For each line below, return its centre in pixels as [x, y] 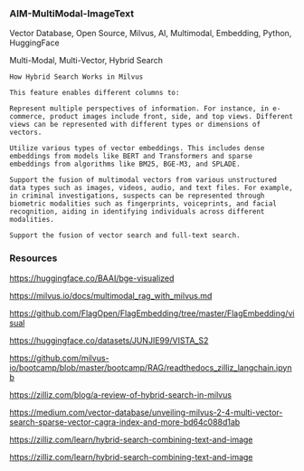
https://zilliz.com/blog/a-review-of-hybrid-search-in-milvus [121, 394]
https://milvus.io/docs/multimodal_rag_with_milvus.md [111, 295]
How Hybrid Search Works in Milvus [76, 77]
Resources [33, 258]
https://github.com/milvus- [60, 358]
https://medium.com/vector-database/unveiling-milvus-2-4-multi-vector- [146, 412]
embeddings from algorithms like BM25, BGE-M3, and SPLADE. [125, 164]
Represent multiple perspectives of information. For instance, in [139, 109]
